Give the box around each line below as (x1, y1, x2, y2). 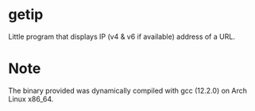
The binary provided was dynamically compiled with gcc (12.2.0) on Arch (8, 86, 248, 95)
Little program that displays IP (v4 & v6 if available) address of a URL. (8, 32, 236, 41)
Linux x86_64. (8, 94, 54, 104)
